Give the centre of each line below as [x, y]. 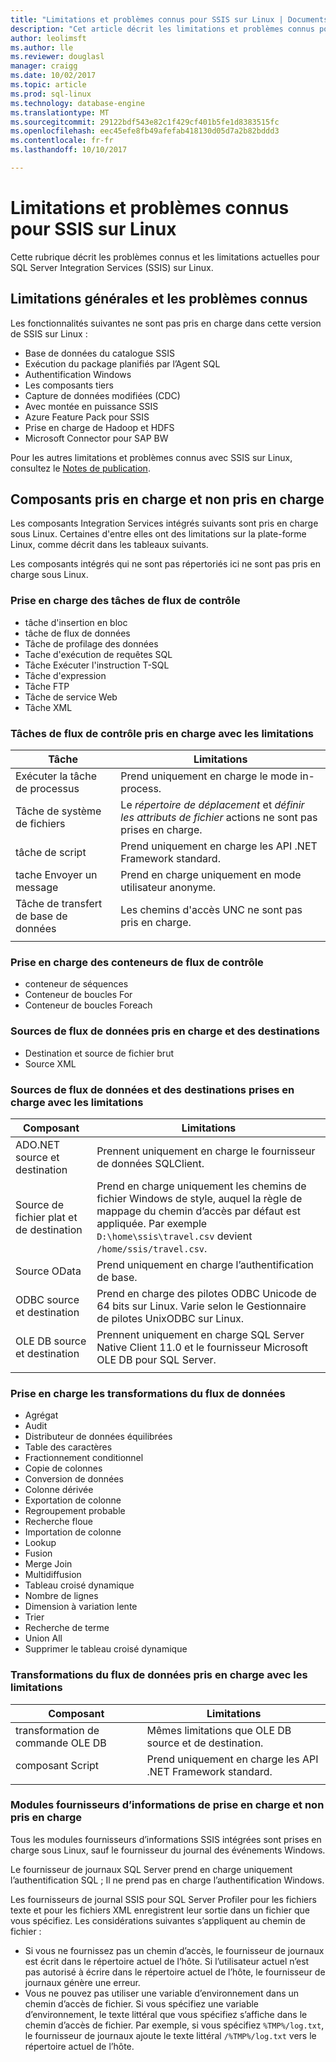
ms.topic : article [48, 85]
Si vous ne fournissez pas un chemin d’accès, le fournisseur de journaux [174, 1950]
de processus [47, 789]
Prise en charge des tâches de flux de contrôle [125, 601]
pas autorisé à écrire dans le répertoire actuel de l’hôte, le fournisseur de [175, 1972]
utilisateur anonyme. [168, 888]
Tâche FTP [47, 686]
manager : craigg [44, 66]
